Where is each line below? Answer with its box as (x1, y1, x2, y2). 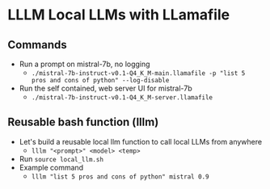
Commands (7, 38, 68, 52)
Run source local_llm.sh (19, 153, 104, 163)
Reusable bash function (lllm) (7, 115, 159, 129)
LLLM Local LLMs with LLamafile (7, 6, 230, 24)
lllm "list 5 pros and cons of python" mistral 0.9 (31, 172, 209, 181)
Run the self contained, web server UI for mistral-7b (19, 83, 192, 93)
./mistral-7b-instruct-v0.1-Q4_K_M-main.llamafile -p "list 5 (31, 69, 246, 78)
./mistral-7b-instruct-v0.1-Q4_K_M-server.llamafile (31, 94, 213, 102)
